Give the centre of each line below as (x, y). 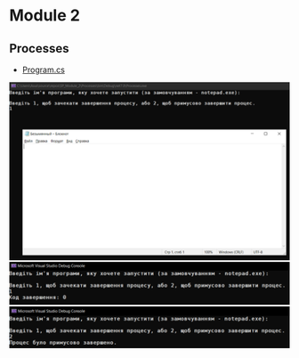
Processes (39, 49)
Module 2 (44, 16)
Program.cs (43, 69)
